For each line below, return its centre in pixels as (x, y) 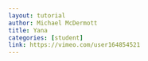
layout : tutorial (37, 15)
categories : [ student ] (46, 38)
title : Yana (28, 30)
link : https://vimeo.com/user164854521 (74, 45)
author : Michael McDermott (53, 23)
